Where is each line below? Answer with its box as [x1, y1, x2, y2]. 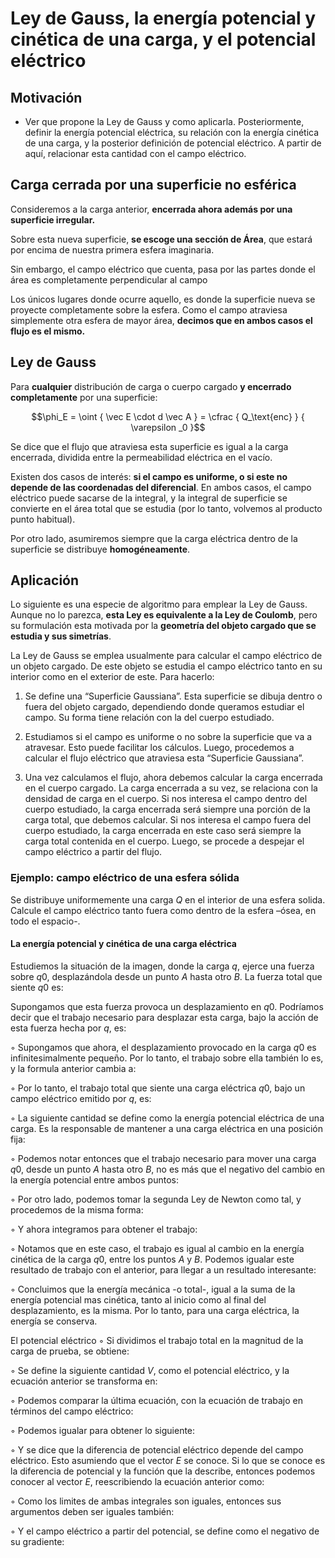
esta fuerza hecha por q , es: [10, 1022, 127, 1034]
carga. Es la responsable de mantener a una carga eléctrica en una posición [10, 1122, 323, 1134]
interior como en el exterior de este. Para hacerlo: [10, 671, 215, 683]
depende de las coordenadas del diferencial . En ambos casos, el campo [10, 481, 312, 493]
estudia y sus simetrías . [10, 630, 112, 642]
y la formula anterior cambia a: [10, 1062, 137, 1074]
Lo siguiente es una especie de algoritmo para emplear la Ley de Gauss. [10, 598, 308, 611]
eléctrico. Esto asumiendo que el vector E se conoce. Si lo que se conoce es [10, 1454, 326, 1466]
